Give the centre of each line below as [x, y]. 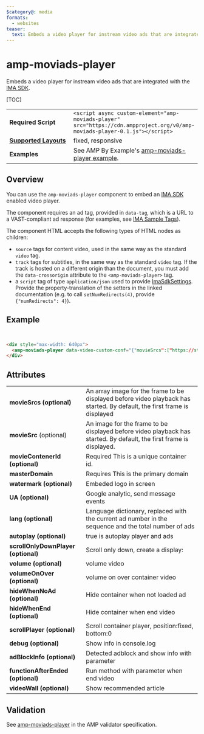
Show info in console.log [121, 643]
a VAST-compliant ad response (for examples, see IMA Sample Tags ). [93, 219]
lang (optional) [31, 519]
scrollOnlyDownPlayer [42, 546]
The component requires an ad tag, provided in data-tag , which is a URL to [100, 212]
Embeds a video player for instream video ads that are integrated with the [98, 81]
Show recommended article [125, 688]
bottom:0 [99, 634]
